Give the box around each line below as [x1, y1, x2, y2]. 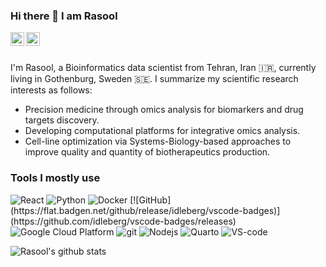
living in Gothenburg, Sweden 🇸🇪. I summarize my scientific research [10, 73, 299, 85]
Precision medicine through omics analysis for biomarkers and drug [24, 104, 304, 116]
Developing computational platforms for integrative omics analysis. [24, 125, 301, 137]
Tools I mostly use [10, 171, 101, 185]
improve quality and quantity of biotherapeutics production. [24, 146, 271, 158]
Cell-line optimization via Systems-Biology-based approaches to [24, 135, 292, 148]
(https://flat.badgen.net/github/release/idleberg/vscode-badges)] [10, 204, 281, 216]
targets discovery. [24, 114, 100, 126]
